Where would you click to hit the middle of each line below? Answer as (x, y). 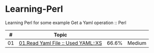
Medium (137, 43)
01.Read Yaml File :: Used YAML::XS (61, 43)
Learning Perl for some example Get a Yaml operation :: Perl (66, 23)
